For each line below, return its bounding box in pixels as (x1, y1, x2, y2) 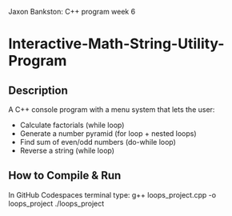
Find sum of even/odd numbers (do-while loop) (19, 138, 176, 146)
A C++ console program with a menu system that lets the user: (8, 105, 215, 114)
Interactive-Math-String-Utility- (8, 35, 225, 53)
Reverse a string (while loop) (19, 146, 114, 155)
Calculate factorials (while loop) (19, 120, 125, 130)
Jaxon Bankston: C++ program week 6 (8, 7, 136, 16)
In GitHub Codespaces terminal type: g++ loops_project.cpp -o (8, 190, 217, 199)
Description (8, 83, 68, 97)
